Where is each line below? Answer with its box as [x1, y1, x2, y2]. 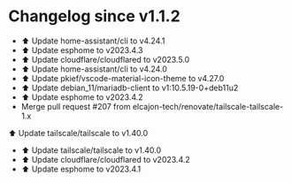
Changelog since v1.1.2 [8, 6, 181, 27]
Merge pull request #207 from [20, 101, 131, 111]
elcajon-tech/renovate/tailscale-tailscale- [132, 101, 284, 111]
